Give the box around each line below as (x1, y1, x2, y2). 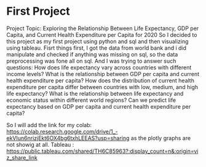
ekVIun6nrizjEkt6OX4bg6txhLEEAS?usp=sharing (6, 134, 130, 142)
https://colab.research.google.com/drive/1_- (6, 128, 118, 135)
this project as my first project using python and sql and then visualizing (6, 37, 189, 45)
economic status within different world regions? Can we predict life (6, 96, 176, 104)
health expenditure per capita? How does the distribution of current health (6, 77, 195, 84)
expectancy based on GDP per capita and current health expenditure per (6, 103, 191, 110)
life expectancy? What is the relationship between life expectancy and (6, 90, 184, 97)
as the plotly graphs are (130, 134, 191, 142)
